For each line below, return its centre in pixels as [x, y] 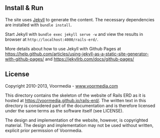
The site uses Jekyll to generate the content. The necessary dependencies [80, 19]
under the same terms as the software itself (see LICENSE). [64, 110]
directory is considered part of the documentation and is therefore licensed [80, 106]
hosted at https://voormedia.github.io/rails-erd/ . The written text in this [76, 100]
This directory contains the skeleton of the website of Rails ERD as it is [75, 95]
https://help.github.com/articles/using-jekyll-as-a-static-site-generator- [77, 54]
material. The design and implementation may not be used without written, [79, 125]
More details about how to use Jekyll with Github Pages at [63, 48]
